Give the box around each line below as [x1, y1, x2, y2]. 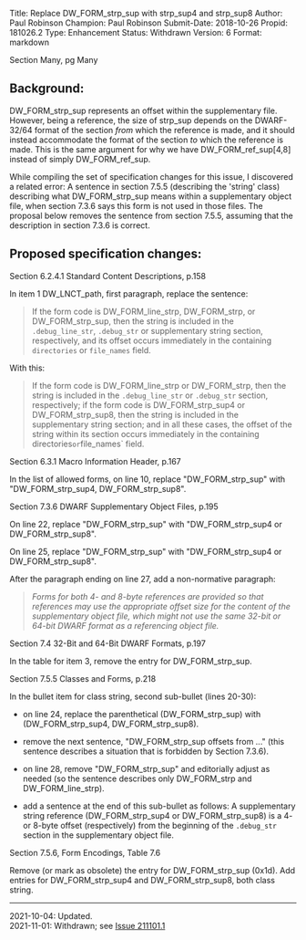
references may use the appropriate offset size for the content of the [31, 601, 291, 611]
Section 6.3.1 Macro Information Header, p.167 [9, 455, 181, 466]
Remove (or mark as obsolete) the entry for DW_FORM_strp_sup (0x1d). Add [9, 864, 296, 875]
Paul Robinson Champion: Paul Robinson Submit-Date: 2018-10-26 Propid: [9, 17, 289, 28]
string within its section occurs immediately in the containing [31, 428, 260, 439]
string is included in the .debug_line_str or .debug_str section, [31, 390, 269, 401]
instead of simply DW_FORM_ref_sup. [9, 153, 151, 164]
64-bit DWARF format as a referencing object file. [31, 620, 219, 631]
